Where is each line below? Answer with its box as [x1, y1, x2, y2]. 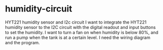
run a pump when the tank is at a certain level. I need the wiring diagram [5, 35, 150, 40]
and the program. [5, 39, 40, 45]
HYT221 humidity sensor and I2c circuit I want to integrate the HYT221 [5, 19, 147, 25]
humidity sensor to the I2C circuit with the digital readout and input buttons [5, 24, 156, 30]
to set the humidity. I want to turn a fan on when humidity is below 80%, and [5, 29, 159, 35]
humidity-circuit [5, 3, 72, 14]
